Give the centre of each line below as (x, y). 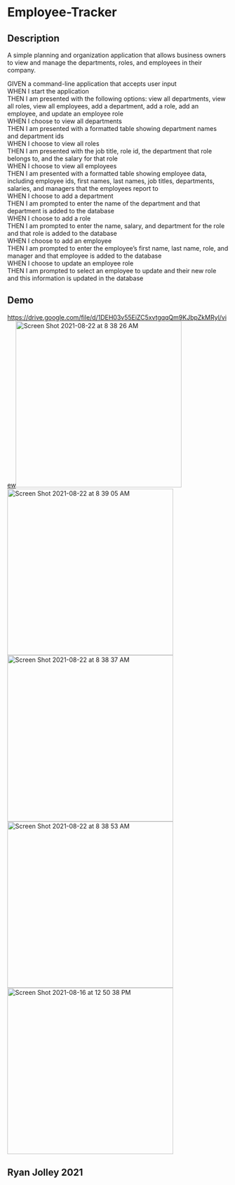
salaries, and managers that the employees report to (83, 188)
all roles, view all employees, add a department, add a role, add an (103, 106)
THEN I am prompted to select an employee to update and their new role (112, 271)
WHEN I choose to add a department (60, 196)
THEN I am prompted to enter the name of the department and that (104, 203)
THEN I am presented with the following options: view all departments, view (116, 99)
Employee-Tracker (62, 12)
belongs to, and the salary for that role (62, 158)
